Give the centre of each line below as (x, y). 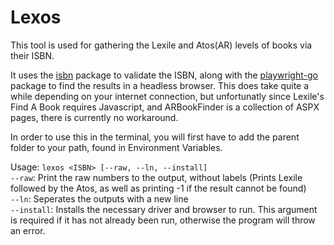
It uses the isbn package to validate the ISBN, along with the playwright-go (164, 75)
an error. (28, 230)
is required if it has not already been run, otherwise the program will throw (163, 220)
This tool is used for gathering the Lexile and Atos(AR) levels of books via (161, 45)
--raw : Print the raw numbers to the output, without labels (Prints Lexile (156, 177)
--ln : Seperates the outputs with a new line (99, 198)
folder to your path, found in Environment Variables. (116, 147)
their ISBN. (32, 55)
